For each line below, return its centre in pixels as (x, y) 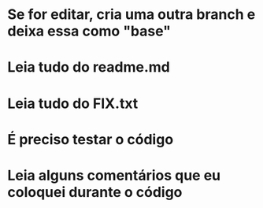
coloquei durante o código (95, 192)
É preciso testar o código (91, 139)
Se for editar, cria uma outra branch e (131, 15)
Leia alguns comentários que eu (114, 175)
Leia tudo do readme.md (89, 67)
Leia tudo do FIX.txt (73, 103)
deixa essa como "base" (89, 31)
